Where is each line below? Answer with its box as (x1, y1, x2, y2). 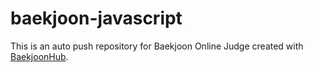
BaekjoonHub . (10, 50, 69, 62)
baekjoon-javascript (10, 7, 183, 30)
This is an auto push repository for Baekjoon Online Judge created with (10, 40, 304, 52)
